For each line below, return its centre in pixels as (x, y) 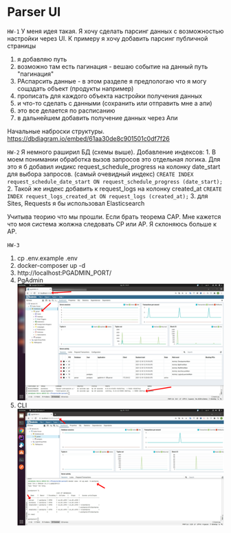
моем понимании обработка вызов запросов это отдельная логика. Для (114, 159)
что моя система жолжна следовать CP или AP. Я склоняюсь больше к (112, 224)
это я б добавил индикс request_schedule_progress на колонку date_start (114, 166)
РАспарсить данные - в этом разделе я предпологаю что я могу (112, 81)
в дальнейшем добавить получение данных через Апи (97, 117)
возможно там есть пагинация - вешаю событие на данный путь (112, 66)
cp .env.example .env (47, 258)
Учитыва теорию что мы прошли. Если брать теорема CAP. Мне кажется (114, 216)
